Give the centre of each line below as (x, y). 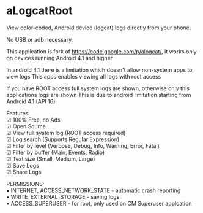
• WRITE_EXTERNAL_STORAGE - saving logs (63, 196)
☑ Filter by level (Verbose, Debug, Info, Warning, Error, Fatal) (83, 145)
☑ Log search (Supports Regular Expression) (63, 139)
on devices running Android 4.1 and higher (60, 58)
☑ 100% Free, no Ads (33, 120)
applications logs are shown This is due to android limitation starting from (99, 95)
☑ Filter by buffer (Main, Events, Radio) (56, 152)
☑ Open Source (26, 126)
